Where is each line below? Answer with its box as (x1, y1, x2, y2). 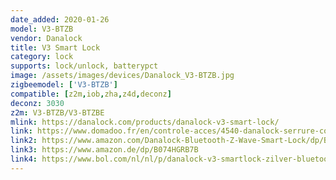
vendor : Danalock (10, 33, 83, 43)
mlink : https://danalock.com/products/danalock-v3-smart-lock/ (10, 117, 280, 127)
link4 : (10, 154, 38, 164)
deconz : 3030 (10, 98, 65, 108)
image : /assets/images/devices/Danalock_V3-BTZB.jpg (10, 71, 235, 81)
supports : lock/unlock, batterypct (10, 61, 159, 71)
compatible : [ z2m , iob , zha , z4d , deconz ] (10, 89, 172, 99)
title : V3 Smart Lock (10, 42, 101, 53)
